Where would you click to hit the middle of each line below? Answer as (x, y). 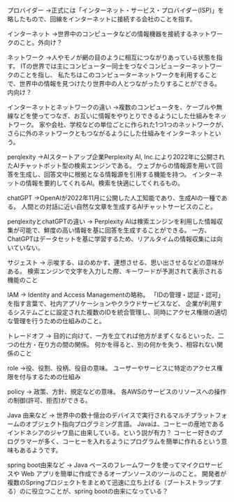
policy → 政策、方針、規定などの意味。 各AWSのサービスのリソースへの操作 (117, 392)
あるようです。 (41, 450)
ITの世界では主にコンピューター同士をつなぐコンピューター (106, 66)
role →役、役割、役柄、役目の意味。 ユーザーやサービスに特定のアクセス (112, 368)
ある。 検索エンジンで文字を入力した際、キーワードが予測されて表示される (115, 271)
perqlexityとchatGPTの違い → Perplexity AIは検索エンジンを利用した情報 (112, 221)
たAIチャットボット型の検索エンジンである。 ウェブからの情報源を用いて (112, 165)
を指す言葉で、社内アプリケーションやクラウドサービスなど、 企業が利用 (112, 303)
